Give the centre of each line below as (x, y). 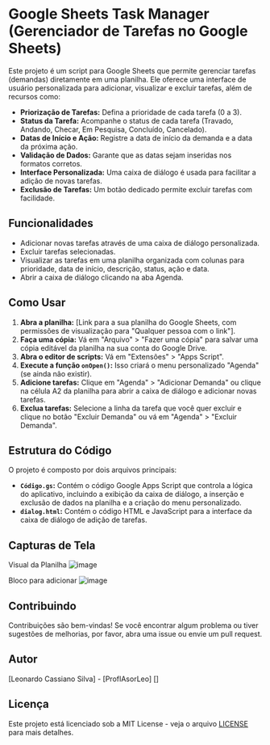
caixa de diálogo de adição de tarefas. (83, 520)
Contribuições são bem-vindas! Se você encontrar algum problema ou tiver (134, 625)
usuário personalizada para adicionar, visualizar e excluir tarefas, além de (130, 88)
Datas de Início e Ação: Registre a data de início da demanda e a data (136, 137)
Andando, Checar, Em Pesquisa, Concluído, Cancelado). (113, 129)
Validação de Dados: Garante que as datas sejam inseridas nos (126, 155)
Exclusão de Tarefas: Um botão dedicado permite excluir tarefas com (136, 189)
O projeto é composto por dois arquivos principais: (93, 470)
